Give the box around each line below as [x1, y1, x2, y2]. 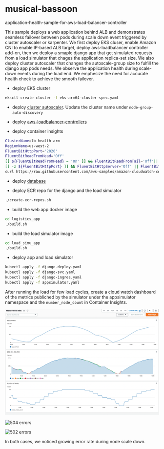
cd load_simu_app [5, 240, 41, 245]
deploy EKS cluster [12, 85, 50, 91]
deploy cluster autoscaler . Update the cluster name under [12, 104, 128, 110]
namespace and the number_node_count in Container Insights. [5, 299, 127, 305]
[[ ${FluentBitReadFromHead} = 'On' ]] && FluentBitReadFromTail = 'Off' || [5, 159, 159, 164]
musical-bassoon [5, 3, 78, 15]
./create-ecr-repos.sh [5, 197, 51, 202]
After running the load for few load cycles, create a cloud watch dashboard [5, 289, 156, 295]
